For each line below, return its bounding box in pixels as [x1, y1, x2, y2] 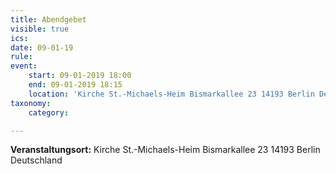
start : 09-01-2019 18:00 [28, 71, 132, 81]
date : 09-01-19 [10, 42, 74, 53]
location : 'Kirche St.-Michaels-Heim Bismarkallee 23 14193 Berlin [28, 89, 315, 99]
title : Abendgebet [10, 14, 87, 25]
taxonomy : [10, 98, 52, 108]
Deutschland [10, 154, 63, 166]
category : [28, 107, 70, 118]
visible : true [10, 24, 70, 34]
